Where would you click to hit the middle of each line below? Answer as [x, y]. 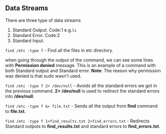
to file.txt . [15, 111]
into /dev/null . [20, 96]
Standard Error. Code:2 [36, 35]
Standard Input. [28, 40]
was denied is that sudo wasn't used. [43, 76]
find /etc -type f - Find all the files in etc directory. [59, 50]
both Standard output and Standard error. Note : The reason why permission [83, 70]
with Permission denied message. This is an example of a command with [81, 65]
